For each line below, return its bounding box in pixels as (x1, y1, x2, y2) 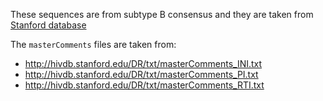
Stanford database (10, 19, 87, 31)
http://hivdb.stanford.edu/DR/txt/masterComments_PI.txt (24, 69, 259, 80)
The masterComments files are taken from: (10, 39, 177, 50)
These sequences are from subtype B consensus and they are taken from (10, 9, 314, 20)
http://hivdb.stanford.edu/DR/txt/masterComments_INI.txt (24, 58, 263, 69)
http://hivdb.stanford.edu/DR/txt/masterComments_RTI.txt (24, 79, 265, 91)
